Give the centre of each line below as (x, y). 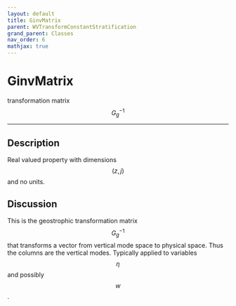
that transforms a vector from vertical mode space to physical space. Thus (115, 246)
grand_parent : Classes (40, 33)
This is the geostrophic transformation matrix (73, 221)
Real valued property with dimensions (62, 160)
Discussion (32, 204)
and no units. (26, 182)
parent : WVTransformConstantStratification (72, 27)
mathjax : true (28, 46)
